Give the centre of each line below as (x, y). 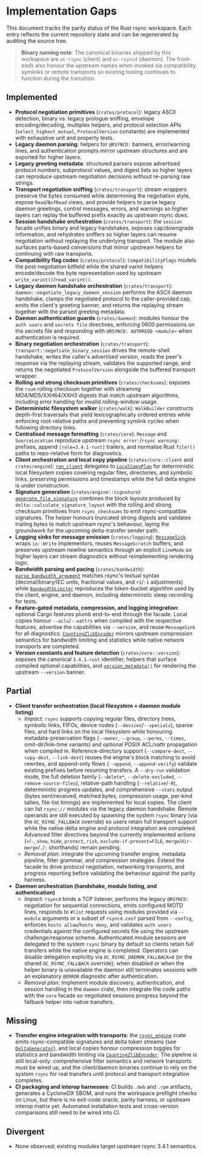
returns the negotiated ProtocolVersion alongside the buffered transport (105, 369)
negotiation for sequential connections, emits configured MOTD (104, 905)
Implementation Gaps (62, 11)
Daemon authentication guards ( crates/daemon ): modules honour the (102, 318)
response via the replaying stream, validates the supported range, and (103, 363)
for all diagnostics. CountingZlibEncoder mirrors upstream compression (104, 633)
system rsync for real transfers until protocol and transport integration (102, 1074)
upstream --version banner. (50, 672)
